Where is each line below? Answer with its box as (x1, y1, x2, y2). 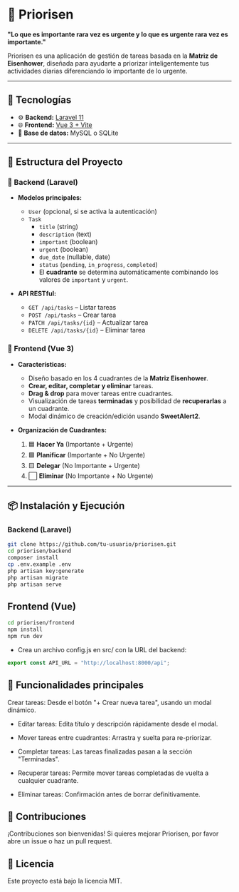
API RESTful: (17, 289, 57, 298)
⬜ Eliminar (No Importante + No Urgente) (28, 471, 154, 480)
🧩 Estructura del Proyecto (7, 156, 123, 168)
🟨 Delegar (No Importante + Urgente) (28, 461, 140, 470)
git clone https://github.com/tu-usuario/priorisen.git (7, 541, 176, 548)
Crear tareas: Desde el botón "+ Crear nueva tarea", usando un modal (7, 698, 212, 706)
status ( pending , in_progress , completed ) (38, 260, 158, 269)
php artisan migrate (7, 574, 69, 581)
